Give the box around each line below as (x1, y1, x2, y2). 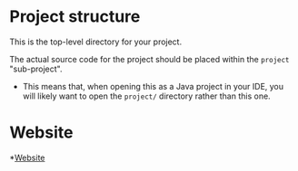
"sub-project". (9, 63, 63, 74)
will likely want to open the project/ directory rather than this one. (22, 90, 271, 101)
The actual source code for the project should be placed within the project (9, 53, 290, 64)
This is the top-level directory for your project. (9, 36, 183, 47)
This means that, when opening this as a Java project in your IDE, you (22, 81, 284, 91)
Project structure (9, 6, 141, 27)
